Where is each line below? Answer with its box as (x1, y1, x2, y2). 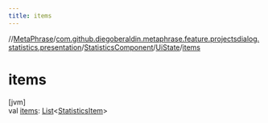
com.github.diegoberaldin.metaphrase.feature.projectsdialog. (56, 34, 260, 43)
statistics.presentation (8, 42, 82, 52)
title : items (8, 11, 52, 20)
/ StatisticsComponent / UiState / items (81, 42, 201, 52)
